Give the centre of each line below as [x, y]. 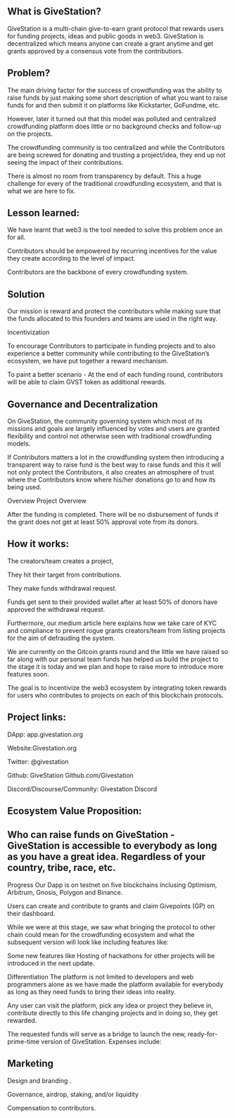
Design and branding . [39, 1081]
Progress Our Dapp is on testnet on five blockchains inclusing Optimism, [112, 885]
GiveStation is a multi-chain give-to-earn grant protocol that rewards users [115, 28]
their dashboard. [31, 913]
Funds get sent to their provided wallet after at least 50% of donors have [113, 602]
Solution [26, 294]
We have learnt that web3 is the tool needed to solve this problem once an [115, 230]
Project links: [37, 717]
